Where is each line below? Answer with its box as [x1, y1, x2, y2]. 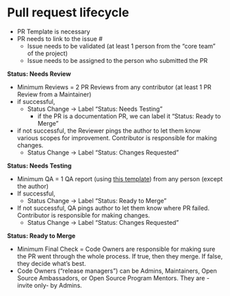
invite [16, 281, 33, 289]
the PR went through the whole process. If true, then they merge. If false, [16, 252, 223, 260]
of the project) [27, 49, 68, 57]
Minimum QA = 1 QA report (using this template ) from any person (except [16, 174, 223, 183]
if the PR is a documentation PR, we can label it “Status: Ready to [37, 111, 221, 120]
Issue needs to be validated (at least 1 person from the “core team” [27, 42, 216, 50]
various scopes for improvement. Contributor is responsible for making [16, 133, 217, 142]
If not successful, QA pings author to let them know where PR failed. [16, 204, 210, 212]
